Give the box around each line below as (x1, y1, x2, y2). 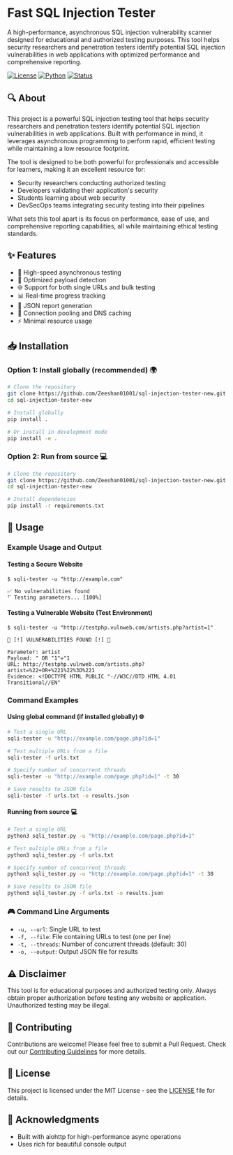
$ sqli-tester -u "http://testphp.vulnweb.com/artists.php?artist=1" (7, 624, 214, 631)
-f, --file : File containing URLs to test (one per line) (17, 933, 172, 941)
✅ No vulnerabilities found (7, 588, 91, 595)
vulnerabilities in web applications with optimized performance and (7, 50, 200, 59)
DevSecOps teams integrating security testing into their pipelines (17, 201, 204, 209)
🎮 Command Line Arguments (7, 907, 110, 917)
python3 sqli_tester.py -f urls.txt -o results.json (7, 889, 164, 897)
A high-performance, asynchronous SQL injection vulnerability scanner (7, 28, 212, 36)
